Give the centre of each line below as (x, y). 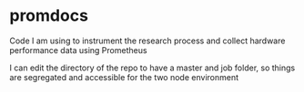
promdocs (49, 16)
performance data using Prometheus (78, 50)
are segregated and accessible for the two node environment (124, 77)
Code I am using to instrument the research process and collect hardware (147, 41)
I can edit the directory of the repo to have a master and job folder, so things (152, 68)
